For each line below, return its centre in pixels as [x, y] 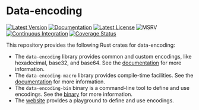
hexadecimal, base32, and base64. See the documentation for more [98, 63]
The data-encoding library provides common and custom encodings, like [103, 56]
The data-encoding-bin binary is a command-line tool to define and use [102, 88]
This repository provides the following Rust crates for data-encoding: [91, 45]
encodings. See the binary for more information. [73, 94]
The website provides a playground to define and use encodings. [94, 100]
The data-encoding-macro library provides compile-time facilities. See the [104, 75]
